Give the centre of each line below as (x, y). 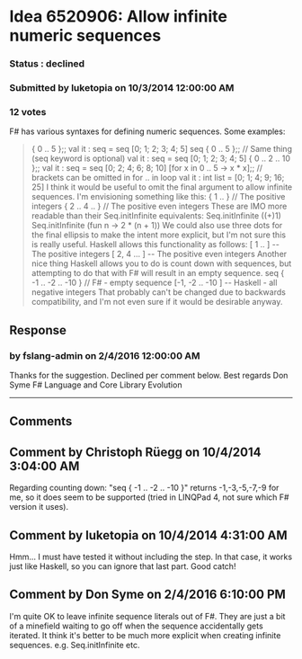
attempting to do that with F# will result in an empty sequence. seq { (158, 273)
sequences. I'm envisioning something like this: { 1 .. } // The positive (158, 197)
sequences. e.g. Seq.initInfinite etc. (75, 645)
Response (38, 330)
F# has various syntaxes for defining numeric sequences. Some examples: (147, 131)
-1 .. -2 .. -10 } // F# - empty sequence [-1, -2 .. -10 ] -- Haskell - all (154, 283)
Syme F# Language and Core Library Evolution (96, 385)
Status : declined (47, 64)
